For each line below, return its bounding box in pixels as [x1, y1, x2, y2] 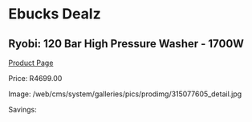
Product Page [8, 58, 54, 67]
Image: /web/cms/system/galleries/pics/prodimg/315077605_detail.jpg [8, 89, 242, 99]
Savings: [8, 105, 38, 114]
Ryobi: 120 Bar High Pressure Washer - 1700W [8, 37, 245, 51]
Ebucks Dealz [8, 5, 102, 23]
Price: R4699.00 [8, 74, 63, 83]
